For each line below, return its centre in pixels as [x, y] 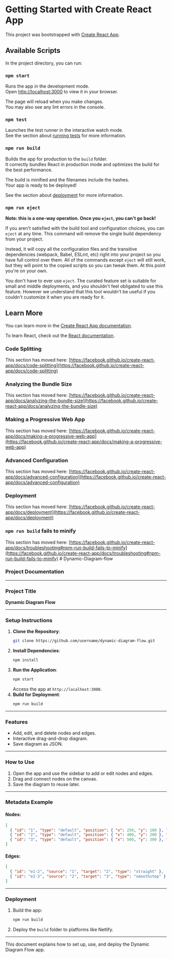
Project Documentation [35, 572]
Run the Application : [35, 670]
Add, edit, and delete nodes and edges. [54, 733]
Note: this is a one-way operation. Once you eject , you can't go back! [81, 218]
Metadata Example [29, 802]
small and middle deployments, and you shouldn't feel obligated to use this [84, 286]
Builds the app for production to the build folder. [57, 159]
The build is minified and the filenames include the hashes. [67, 179]
